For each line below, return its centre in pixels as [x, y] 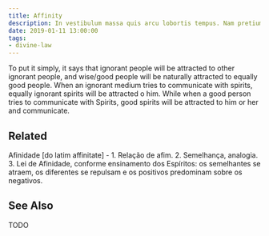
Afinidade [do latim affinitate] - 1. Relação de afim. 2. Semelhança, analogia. [133, 155]
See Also [31, 206]
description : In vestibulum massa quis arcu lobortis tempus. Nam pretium [136, 23]
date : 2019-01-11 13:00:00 [53, 30]
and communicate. [39, 111]
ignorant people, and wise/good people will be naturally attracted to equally [133, 77]
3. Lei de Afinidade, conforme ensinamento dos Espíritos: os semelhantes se [134, 163]
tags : [17, 38]
